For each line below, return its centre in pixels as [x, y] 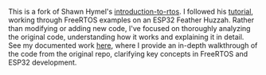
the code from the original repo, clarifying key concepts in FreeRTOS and [128, 54]
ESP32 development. [43, 62]
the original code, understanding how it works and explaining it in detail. [126, 37]
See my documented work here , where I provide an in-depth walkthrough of [133, 45]
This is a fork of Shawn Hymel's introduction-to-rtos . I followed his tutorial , [131, 12]
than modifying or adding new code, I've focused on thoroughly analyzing [129, 28]
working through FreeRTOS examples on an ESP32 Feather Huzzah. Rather [131, 20]
